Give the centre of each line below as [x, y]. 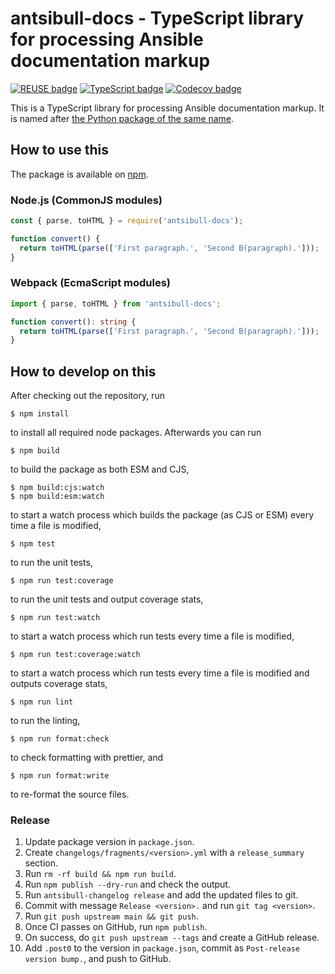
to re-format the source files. [70, 794]
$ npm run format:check [60, 739]
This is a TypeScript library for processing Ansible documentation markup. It [167, 108]
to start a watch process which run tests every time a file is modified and [160, 673]
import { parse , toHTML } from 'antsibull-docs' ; [116, 303]
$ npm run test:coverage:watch [75, 655]
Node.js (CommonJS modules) [86, 200]
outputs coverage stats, [59, 684]
